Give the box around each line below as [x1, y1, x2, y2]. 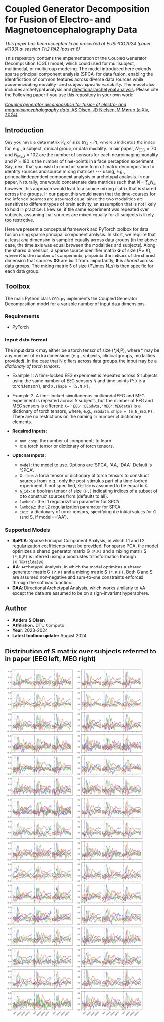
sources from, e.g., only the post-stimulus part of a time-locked [19, 478, 148, 483]
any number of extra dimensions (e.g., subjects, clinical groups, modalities [5, 353, 155, 359]
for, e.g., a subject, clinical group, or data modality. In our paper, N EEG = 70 [5, 145, 157, 153]
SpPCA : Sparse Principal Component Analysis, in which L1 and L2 [12, 538, 145, 543]
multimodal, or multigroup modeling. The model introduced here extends [5, 65, 152, 72]
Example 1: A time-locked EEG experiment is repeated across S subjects [12, 372, 158, 379]
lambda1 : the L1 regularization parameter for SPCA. [19, 499, 121, 505]
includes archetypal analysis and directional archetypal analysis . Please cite [5, 86, 158, 92]
